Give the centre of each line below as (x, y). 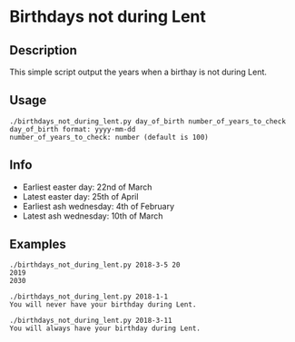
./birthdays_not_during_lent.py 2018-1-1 (89, 297)
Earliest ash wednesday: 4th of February (98, 206)
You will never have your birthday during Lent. (103, 305)
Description (43, 50)
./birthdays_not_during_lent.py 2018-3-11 (91, 321)
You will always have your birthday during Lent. (105, 328)
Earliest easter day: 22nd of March (87, 187)
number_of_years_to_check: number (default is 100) (109, 137)
